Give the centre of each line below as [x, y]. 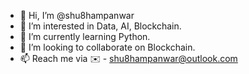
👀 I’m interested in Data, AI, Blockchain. [100, 26]
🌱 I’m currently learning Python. [85, 36]
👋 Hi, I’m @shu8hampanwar [77, 15]
